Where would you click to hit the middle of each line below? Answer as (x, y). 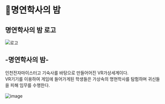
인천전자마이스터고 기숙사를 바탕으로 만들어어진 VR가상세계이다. (67, 73)
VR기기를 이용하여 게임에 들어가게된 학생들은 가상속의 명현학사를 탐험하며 (76, 79)
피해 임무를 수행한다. (30, 85)
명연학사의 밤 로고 (31, 30)
